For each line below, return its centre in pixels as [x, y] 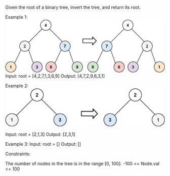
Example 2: [17, 86]
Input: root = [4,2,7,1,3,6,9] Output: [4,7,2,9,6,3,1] [55, 76]
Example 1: [16, 17]
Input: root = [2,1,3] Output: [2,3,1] [40, 134]
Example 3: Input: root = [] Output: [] [43, 144]
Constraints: [18, 154]
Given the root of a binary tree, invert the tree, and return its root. [73, 7]
